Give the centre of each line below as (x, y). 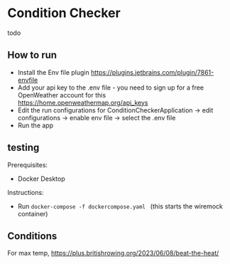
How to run (32, 55)
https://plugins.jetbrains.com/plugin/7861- (153, 72)
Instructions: (26, 192)
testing (23, 148)
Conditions (32, 236)
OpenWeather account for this (62, 95)
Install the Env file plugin (54, 72)
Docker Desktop (41, 179)
